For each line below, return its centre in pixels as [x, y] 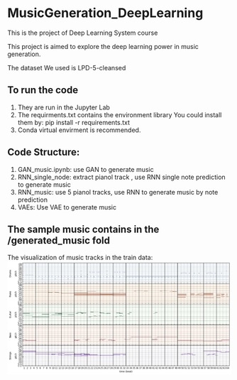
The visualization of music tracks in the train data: [80, 258]
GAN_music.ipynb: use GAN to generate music [86, 169]
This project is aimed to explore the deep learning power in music [103, 46]
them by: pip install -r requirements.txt [73, 122]
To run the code [43, 90]
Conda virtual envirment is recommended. [79, 130]
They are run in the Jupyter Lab [64, 107]
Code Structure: [44, 152]
